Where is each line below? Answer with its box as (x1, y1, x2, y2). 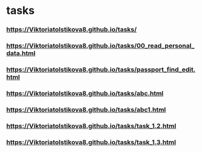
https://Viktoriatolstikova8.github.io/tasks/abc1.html (6, 105, 166, 114)
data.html (6, 49, 36, 58)
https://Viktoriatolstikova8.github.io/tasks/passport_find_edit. (6, 65, 196, 73)
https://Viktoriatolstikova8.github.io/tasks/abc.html (6, 89, 164, 97)
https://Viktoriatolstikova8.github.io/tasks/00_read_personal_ (6, 42, 195, 50)
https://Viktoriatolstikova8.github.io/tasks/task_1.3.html (6, 137, 177, 146)
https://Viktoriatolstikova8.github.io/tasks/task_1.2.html (6, 122, 177, 130)
